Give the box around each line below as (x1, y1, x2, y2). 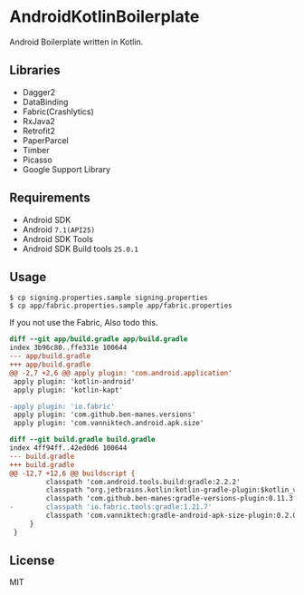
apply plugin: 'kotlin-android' (13, 376, 136, 386)
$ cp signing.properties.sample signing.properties (9, 293, 208, 303)
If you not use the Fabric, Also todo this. (9, 317, 158, 328)
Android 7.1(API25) (22, 224, 96, 235)
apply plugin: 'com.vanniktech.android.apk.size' (13, 419, 204, 428)
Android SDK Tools (22, 233, 93, 244)
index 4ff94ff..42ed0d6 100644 (9, 444, 128, 453)
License (9, 553, 55, 569)
